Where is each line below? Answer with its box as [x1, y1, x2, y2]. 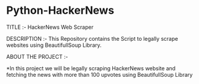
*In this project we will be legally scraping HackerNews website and [6, 64, 176, 72]
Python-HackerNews [6, 4, 115, 17]
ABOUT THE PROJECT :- [6, 53, 68, 60]
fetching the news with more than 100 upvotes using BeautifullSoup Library [6, 71, 193, 78]
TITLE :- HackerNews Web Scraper [6, 23, 93, 31]
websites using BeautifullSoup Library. [6, 41, 102, 49]
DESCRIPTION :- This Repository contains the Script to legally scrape [6, 35, 178, 42]
